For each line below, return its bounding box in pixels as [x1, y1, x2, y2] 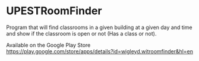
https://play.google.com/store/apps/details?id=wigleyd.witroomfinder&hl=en [6, 47, 194, 54]
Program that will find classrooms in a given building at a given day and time [6, 24, 192, 31]
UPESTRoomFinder [6, 4, 102, 18]
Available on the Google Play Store [6, 41, 91, 49]
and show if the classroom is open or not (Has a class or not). [6, 30, 157, 37]
